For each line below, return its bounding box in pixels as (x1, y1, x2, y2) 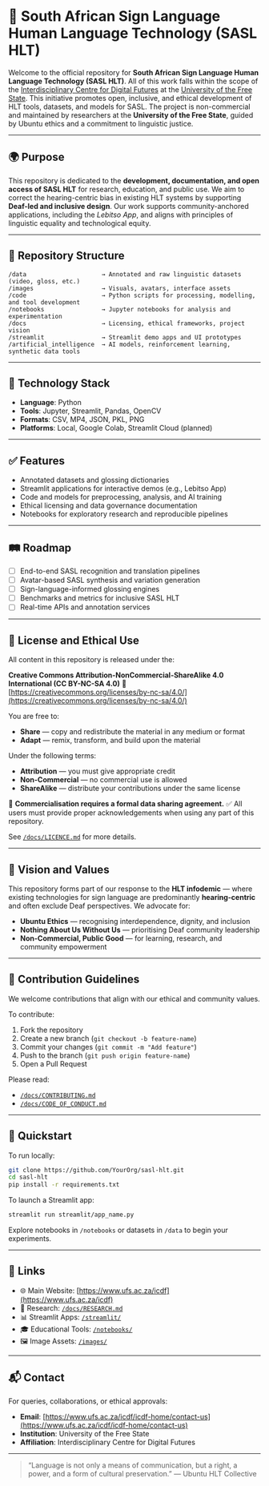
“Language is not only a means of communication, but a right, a (27, 1460, 238, 1470)
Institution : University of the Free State (19, 1428, 150, 1438)
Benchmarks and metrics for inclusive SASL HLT (19, 593, 180, 603)
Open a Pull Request (19, 1058, 88, 1068)
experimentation (8, 312, 62, 320)
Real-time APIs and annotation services (19, 602, 151, 612)
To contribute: (8, 1009, 54, 1019)
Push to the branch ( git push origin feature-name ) (19, 1050, 191, 1060)
